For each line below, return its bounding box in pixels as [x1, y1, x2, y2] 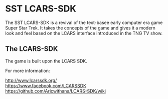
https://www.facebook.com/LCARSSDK [5, 82, 87, 88]
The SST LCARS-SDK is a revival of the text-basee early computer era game [5, 19, 163, 25]
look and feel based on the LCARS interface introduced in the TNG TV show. [5, 30, 163, 36]
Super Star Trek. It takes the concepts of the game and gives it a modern [5, 24, 155, 30]
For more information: [5, 67, 50, 73]
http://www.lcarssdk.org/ [5, 77, 57, 83]
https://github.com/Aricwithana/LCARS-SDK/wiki [5, 88, 106, 94]
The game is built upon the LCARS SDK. [5, 58, 88, 64]
